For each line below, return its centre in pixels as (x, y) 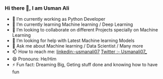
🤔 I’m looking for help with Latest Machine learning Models (73, 41)
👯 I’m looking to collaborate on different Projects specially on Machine (85, 30)
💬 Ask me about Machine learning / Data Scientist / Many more (77, 46)
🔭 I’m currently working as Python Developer (59, 19)
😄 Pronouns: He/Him (34, 59)
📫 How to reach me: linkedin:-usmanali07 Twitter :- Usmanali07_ (79, 52)
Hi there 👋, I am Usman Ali (37, 8)
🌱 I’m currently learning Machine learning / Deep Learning (72, 24)
